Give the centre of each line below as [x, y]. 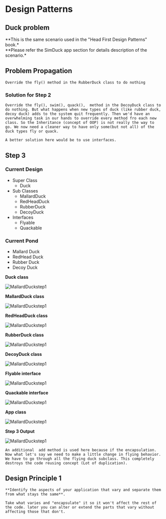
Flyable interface [23, 374]
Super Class [25, 180]
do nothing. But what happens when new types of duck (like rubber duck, [83, 110]
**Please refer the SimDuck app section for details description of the [76, 50]
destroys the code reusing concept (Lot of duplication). [66, 463]
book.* [12, 45]
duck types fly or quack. [32, 131]
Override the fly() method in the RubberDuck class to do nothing [75, 82]
